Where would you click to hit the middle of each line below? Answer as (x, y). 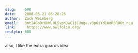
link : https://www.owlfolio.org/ (43, 27)
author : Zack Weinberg (29, 18)
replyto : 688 (18, 32)
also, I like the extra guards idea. (38, 46)
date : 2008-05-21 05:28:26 (36, 14)
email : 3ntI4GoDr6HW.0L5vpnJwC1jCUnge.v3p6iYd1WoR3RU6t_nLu (69, 23)
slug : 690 (18, 9)
